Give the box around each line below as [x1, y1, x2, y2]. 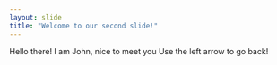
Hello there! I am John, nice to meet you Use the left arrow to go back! [9, 45, 269, 56]
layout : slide [9, 12, 63, 22]
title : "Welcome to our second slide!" [9, 21, 159, 30]
